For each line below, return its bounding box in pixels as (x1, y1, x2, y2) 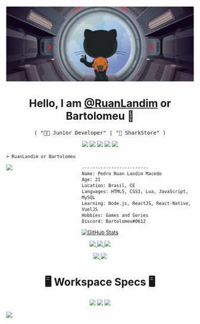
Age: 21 (82, 177, 101, 183)
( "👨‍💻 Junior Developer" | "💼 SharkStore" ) (33, 129, 166, 136)
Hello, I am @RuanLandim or (29, 96, 171, 110)
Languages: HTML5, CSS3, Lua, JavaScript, (82, 189, 189, 195)
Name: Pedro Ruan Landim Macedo (82, 171, 162, 177)
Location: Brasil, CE (82, 183, 136, 189)
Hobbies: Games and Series (82, 213, 149, 219)
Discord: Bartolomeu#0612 (82, 219, 146, 225)
